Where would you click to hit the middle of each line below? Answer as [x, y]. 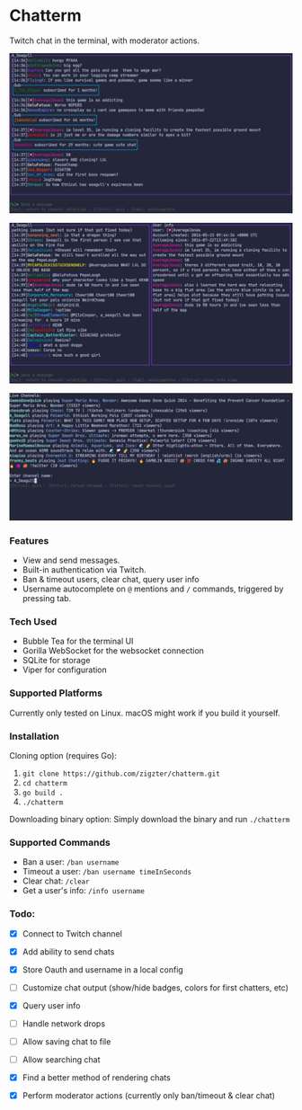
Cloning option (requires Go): [63, 755]
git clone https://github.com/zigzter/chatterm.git [121, 774]
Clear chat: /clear [56, 881]
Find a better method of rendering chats [96, 1078]
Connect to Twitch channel [72, 933]
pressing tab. [47, 599]
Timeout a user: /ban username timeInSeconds [107, 872]
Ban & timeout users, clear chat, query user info [111, 580]
